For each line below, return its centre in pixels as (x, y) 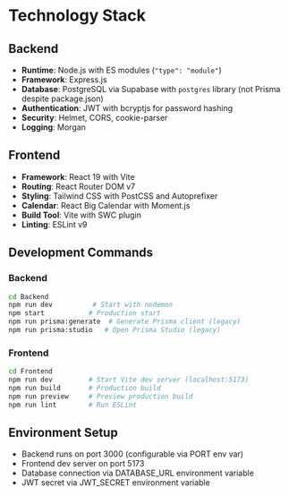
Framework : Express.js (64, 80)
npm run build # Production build (85, 388)
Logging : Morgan (54, 127)
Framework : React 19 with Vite (78, 176)
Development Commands (81, 253)
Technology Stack (77, 16)
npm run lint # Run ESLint (73, 405)
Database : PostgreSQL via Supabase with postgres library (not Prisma (151, 89)
